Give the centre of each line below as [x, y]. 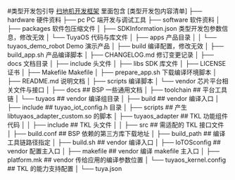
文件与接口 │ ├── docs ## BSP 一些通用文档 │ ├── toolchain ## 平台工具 [120, 90]
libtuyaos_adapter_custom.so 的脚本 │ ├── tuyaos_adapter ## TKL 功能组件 [118, 116]
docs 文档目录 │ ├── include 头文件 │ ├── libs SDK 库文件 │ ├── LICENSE [117, 63]
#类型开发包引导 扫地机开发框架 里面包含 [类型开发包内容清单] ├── [105, 11]
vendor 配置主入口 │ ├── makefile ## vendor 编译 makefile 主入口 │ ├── [114, 151]
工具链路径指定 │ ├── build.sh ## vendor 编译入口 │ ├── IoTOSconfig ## [114, 142]
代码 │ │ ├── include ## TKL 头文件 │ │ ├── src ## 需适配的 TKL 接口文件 [116, 125]
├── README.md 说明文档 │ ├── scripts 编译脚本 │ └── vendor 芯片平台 [115, 81]
